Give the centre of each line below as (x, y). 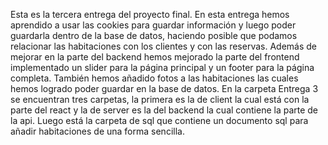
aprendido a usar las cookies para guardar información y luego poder (153, 25)
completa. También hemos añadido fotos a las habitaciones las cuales (154, 78)
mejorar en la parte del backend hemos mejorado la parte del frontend (155, 57)
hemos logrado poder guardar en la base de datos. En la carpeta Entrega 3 (164, 88)
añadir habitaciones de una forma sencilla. (97, 131)
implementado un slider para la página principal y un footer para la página (162, 67)
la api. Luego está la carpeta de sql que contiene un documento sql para (159, 120)
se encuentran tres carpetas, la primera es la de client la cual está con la (160, 99)
